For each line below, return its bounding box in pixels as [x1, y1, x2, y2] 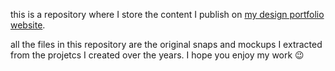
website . [10, 19, 46, 31]
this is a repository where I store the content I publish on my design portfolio [10, 9, 325, 20]
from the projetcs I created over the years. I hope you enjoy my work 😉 [10, 49, 305, 61]
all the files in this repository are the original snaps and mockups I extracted [10, 39, 323, 50]
